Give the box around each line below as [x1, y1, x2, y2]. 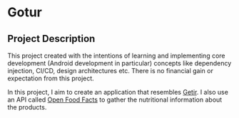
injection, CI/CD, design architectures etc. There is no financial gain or [7, 67, 214, 75]
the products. [7, 103, 47, 111]
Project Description [7, 33, 96, 45]
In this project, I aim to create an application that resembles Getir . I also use [7, 88, 228, 96]
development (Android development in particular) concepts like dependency [7, 59, 232, 68]
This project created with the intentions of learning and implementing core [7, 51, 226, 60]
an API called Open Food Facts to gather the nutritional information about [7, 95, 223, 104]
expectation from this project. [7, 74, 94, 82]
